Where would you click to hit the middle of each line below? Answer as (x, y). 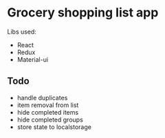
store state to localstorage (54, 127)
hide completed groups (50, 119)
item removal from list (48, 105)
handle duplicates (42, 97)
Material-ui (33, 59)
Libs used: (22, 32)
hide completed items (48, 112)
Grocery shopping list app (83, 13)
